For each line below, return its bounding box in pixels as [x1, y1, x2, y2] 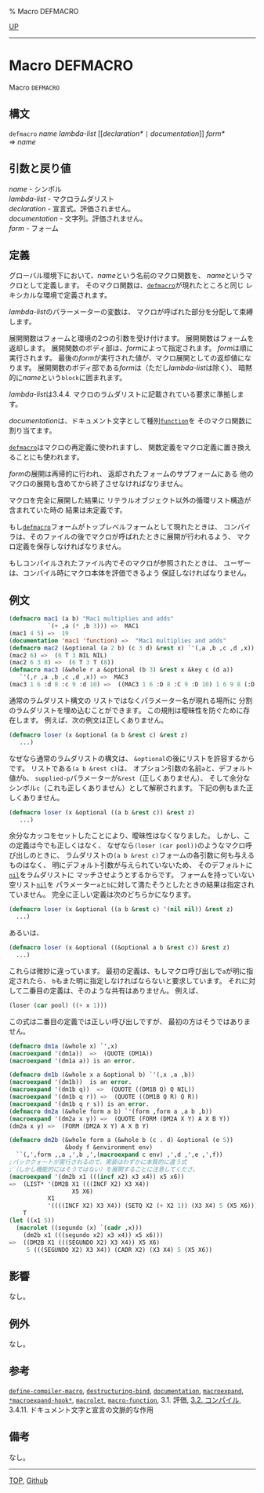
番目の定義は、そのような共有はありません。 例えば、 [29, 986, 203, 995]
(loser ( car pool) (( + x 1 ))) [9, 1001, 108, 1009]
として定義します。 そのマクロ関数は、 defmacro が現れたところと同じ [22, 280, 244, 290]
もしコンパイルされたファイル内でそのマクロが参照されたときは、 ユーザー [9, 558, 251, 568]
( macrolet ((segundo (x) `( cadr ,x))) [16, 1224, 143, 1231]
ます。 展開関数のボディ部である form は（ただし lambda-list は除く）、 [15, 363, 237, 372]
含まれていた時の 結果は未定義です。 [9, 506, 128, 515]
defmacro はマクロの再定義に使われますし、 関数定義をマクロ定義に [9, 443, 224, 452]
